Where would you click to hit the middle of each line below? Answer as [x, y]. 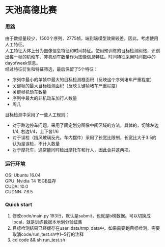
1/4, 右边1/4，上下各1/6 [35, 132]
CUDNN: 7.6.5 [19, 192]
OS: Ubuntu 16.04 [23, 175]
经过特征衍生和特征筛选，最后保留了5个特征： [52, 69]
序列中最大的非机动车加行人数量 [44, 98]
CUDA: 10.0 [17, 186]
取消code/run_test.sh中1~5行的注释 [48, 234]
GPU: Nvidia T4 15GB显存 [31, 181]
